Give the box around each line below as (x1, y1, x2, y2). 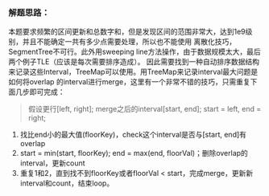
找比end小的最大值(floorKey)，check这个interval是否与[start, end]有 (19, 130, 247, 140)
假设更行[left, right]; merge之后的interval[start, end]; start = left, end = (27, 104, 262, 114)
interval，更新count (19, 158, 86, 168)
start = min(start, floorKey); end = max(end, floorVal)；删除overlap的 (19, 149, 248, 158)
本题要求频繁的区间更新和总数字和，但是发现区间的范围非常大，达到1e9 (8, 27, 246, 37)
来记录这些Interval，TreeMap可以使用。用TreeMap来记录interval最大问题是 (8, 67, 259, 77)
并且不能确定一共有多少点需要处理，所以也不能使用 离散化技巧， (22, 37, 236, 47)
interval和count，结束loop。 (19, 178, 114, 188)
